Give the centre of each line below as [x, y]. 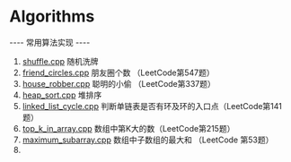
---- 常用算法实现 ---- [50, 42]
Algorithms [52, 17]
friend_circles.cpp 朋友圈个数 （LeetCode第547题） [119, 72]
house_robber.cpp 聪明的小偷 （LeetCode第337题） [119, 83]
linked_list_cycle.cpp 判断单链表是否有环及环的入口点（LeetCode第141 [152, 106]
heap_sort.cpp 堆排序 [62, 95]
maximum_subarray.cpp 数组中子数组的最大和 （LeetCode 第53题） [148, 140]
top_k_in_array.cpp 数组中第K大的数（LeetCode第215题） [128, 128]
